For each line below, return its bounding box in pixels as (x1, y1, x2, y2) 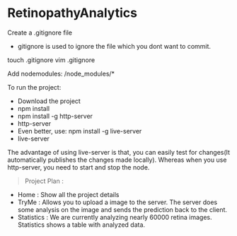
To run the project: (7, 83, 62, 91)
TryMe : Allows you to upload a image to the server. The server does (17, 198, 218, 206)
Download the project (17, 97, 81, 105)
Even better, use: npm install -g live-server (17, 126, 142, 135)
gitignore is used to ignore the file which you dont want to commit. (17, 42, 211, 50)
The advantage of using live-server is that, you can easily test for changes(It (7, 148, 231, 156)
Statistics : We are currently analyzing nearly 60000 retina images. (17, 213, 212, 221)
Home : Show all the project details (17, 190, 120, 199)
